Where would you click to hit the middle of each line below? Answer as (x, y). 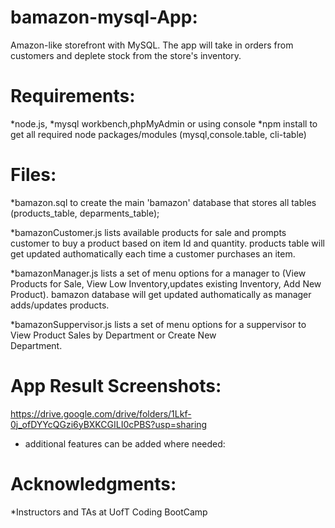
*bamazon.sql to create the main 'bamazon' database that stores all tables (163, 202)
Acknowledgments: (93, 483)
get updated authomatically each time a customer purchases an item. (153, 253)
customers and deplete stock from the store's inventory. (126, 55)
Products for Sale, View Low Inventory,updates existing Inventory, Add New (166, 283)
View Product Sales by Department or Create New (113, 335)
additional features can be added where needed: (125, 443)
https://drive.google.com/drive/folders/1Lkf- (101, 413)
